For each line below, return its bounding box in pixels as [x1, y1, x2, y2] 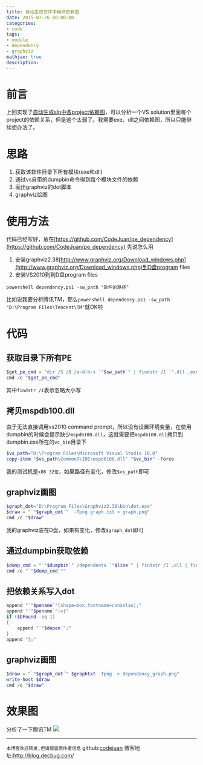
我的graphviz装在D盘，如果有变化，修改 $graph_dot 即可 [6, 527, 144, 534]
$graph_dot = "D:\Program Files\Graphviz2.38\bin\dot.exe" [6, 504, 153, 510]
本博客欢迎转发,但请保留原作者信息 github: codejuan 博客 [6, 744, 135, 751]
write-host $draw [6, 677, 50, 683]
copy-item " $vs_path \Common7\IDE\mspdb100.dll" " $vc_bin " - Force [6, 456, 174, 462]
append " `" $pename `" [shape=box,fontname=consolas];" [6, 603, 142, 609]
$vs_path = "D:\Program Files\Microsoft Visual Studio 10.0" [6, 450, 158, 456]
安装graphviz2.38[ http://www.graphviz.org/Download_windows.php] [14, 256, 186, 263]
